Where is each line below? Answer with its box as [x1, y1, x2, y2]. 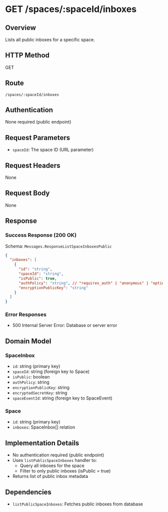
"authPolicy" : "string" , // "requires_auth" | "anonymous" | [18, 280, 149, 285]
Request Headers [5, 161, 60, 169]
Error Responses [5, 311, 46, 318]
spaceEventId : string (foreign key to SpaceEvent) [12, 395, 112, 401]
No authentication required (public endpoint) [12, 452, 104, 458]
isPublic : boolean [12, 374, 50, 380]
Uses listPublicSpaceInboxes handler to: [12, 457, 97, 463]
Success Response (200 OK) [5, 231, 76, 238]
